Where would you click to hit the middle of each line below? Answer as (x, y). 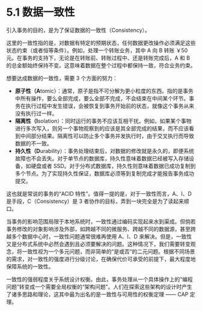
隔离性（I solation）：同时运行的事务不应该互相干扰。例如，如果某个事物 (103, 121)
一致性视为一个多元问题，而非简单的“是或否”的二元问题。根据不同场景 (109, 251)
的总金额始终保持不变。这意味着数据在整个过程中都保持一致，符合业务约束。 (101, 65)
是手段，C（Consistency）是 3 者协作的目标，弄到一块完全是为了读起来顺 (98, 201)
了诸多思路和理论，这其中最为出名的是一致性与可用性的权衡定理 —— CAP (97, 294)
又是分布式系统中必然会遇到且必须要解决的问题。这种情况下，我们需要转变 (98, 244)
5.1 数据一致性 (41, 12)
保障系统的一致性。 (30, 266)
